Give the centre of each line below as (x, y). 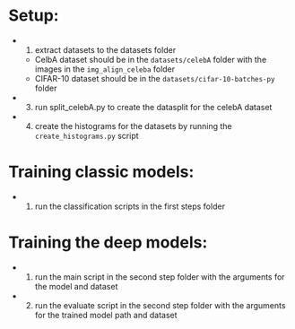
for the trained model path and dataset (106, 315)
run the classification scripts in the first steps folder (130, 206)
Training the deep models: (108, 242)
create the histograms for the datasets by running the (133, 126)
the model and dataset (76, 286)
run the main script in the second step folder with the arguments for (160, 277)
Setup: (34, 16)
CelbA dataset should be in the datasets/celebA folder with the (151, 59)
